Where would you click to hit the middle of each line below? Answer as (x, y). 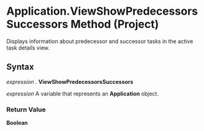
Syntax (20, 67)
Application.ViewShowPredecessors (102, 11)
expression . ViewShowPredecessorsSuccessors (70, 81)
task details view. (28, 48)
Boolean (17, 123)
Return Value (26, 110)
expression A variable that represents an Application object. (83, 94)
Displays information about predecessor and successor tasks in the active (100, 41)
